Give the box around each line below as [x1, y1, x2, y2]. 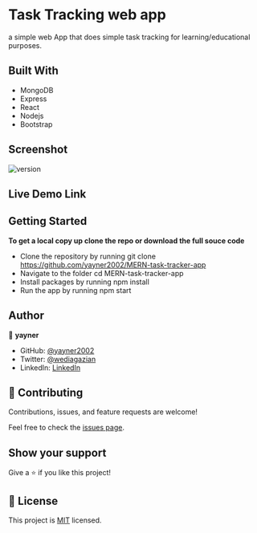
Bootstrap [19, 119, 53, 129]
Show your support [8, 446, 107, 459]
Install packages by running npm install [19, 277, 150, 287]
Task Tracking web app [8, 6, 166, 24]
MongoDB [19, 85, 54, 95]
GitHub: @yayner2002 [19, 345, 95, 355]
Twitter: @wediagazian [19, 354, 96, 364]
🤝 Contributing [8, 385, 84, 399]
